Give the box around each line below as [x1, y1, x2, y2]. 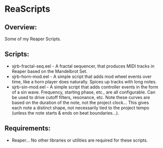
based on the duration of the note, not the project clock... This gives [11, 99, 149, 105]
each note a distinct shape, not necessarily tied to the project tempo [11, 104, 150, 111]
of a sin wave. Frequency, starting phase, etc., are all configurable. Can [11, 89, 156, 95]
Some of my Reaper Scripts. [4, 36, 62, 42]
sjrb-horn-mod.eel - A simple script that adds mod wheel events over [11, 74, 152, 79]
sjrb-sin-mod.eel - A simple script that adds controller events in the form [11, 84, 159, 90]
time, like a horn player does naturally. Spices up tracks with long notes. [11, 78, 157, 84]
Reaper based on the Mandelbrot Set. [11, 68, 88, 74]
